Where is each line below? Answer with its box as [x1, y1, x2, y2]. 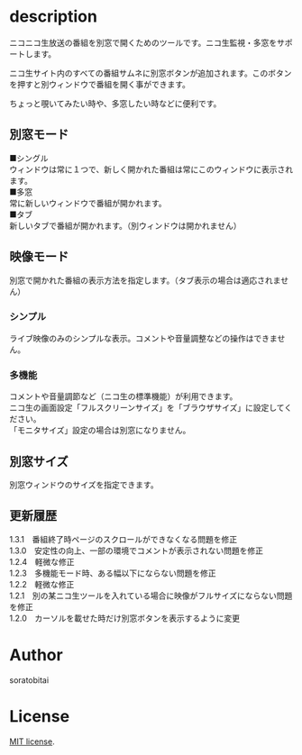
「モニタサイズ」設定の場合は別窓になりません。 [9, 425, 191, 436]
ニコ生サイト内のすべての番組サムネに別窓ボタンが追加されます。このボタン [9, 68, 292, 78]
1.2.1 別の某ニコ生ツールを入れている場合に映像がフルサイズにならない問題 [9, 590, 293, 601]
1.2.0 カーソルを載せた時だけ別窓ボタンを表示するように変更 [9, 613, 241, 623]
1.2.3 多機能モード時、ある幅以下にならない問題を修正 [9, 568, 216, 578]
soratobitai [9, 674, 50, 686]
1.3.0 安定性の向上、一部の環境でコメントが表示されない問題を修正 [9, 545, 264, 556]
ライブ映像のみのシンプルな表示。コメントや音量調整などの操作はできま [9, 332, 278, 343]
